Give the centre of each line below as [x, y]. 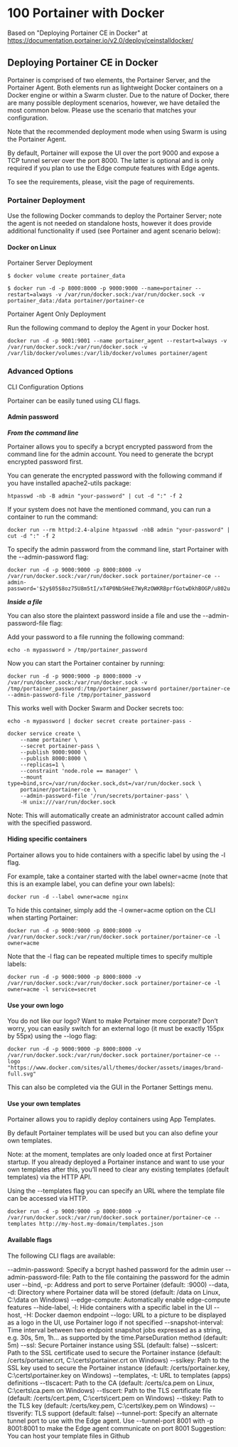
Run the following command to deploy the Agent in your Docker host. [108, 328]
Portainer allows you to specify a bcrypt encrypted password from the [110, 446]
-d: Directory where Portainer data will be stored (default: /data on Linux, [114, 1292]
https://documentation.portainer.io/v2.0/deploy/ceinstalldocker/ [101, 40]
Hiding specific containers [47, 839]
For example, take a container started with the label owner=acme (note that [118, 876]
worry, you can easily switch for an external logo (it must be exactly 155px [116, 1028]
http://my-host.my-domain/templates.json [101, 1224]
